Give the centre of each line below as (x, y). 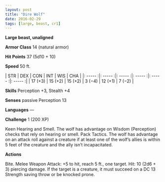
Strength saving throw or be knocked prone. (50, 175)
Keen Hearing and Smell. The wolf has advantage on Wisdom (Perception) (81, 129)
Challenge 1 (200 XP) (27, 120)
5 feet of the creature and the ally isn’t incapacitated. (59, 145)
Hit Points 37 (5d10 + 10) (30, 57)
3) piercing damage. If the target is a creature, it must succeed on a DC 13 (80, 169)
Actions (13, 154)
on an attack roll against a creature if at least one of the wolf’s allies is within (83, 139)
